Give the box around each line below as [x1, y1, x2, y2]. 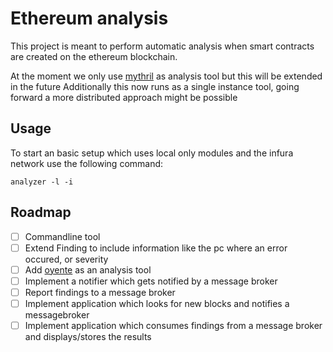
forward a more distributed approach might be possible [10, 91, 238, 103]
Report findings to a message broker [24, 286, 176, 298]
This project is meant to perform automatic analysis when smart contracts [10, 40, 315, 52]
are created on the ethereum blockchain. [10, 50, 178, 62]
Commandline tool [24, 230, 101, 242]
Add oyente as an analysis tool [24, 263, 152, 276]
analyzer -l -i [10, 177, 74, 187]
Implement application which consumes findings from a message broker [24, 319, 323, 331]
